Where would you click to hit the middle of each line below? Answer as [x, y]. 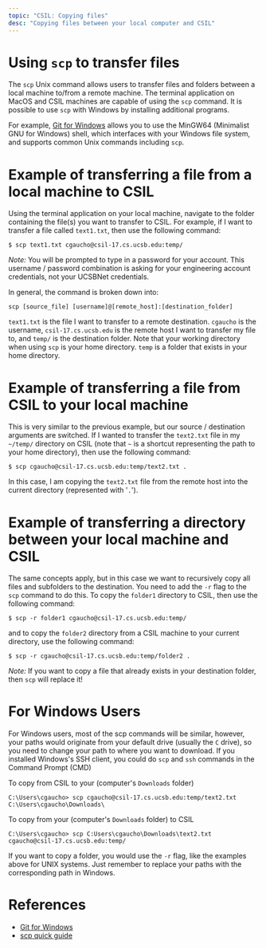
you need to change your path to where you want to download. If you [121, 751]
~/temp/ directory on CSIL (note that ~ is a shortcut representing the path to [132, 444]
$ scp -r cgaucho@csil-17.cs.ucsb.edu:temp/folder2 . [100, 656]
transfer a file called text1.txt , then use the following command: [115, 230]
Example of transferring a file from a [130, 174]
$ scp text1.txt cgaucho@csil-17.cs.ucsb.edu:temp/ [96, 245]
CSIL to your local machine [98, 405]
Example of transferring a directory [127, 522]
